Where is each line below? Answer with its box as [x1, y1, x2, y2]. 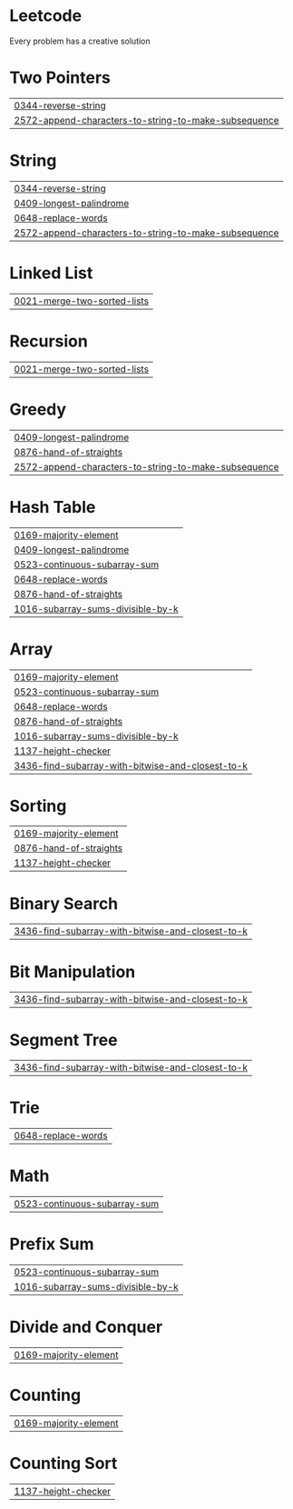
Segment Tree [9, 1029, 118, 1050]
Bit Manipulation [9, 961, 136, 982]
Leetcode [9, 5, 83, 26]
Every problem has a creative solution [9, 35, 151, 46]
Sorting [9, 795, 67, 816]
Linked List [9, 263, 93, 283]
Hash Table [9, 496, 96, 517]
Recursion [9, 331, 88, 351]
